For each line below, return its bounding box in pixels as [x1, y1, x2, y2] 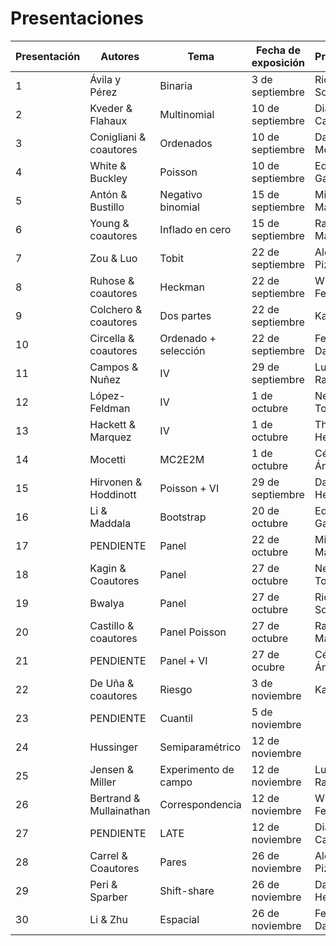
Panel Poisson [159, 625, 227, 639]
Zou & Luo [89, 251, 138, 265]
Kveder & [89, 101, 133, 115]
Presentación [15, 49, 81, 63]
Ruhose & [89, 273, 135, 287]
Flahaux [89, 113, 128, 127]
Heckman [159, 280, 205, 294]
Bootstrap [159, 510, 207, 524]
